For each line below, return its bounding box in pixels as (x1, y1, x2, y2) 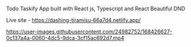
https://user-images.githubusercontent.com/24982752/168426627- (6, 28, 173, 35)
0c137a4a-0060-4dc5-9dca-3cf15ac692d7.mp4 (6, 35, 124, 41)
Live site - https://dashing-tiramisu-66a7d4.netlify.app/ (6, 17, 141, 23)
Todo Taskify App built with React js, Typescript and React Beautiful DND (6, 5, 186, 12)
